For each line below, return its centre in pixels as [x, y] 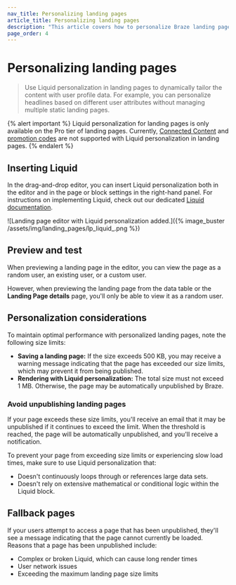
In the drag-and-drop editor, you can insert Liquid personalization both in [113, 185]
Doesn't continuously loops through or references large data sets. [113, 476]
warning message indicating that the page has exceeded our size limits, [121, 363]
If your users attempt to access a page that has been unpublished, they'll [113, 530]
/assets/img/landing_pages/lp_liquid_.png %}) [74, 228]
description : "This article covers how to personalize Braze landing [111, 27]
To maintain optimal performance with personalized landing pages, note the [117, 335]
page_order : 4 [28, 33]
